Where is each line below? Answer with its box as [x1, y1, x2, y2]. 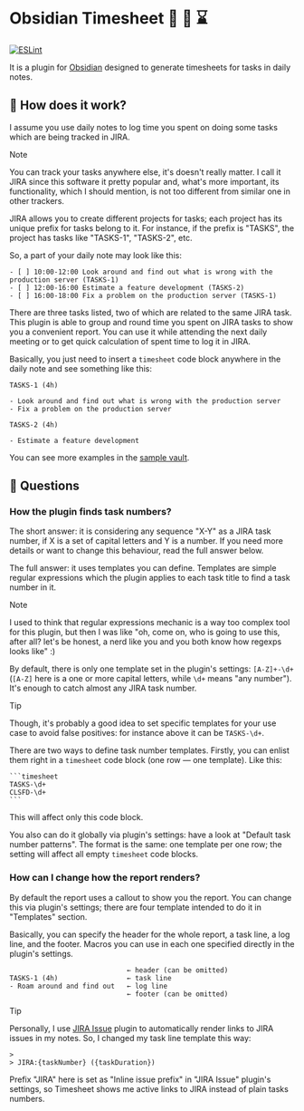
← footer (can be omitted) [126, 990, 229, 999]
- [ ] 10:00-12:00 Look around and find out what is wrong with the [9, 267, 273, 276]
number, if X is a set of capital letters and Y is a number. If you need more [9, 536, 283, 546]
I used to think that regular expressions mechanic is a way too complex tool [9, 617, 290, 628]
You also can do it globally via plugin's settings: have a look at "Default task [9, 829, 291, 840]
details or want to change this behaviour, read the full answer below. [9, 546, 264, 556]
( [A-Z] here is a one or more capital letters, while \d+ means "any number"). [9, 673, 292, 684]
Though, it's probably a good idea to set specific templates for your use [9, 718, 277, 729]
